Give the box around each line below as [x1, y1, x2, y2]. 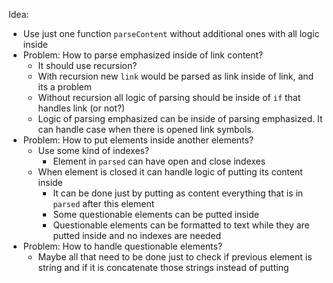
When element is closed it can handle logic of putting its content [37, 166, 303, 178]
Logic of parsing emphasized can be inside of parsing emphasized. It [37, 113, 323, 124]
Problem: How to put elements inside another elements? [22, 134, 255, 146]
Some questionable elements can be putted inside [52, 209, 260, 220]
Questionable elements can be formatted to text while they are [52, 219, 310, 231]
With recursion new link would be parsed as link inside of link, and [37, 70, 315, 82]
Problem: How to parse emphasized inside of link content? [22, 49, 264, 61]
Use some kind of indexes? [37, 145, 150, 156]
